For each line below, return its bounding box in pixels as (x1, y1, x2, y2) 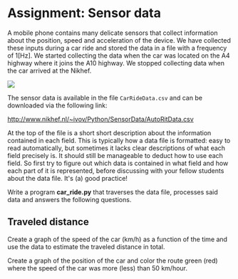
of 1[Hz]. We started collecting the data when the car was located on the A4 (7, 51, 230, 60)
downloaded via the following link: (7, 101, 108, 110)
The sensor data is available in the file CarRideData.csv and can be (7, 93, 203, 102)
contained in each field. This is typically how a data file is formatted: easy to (7, 136, 231, 144)
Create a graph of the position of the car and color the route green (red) (7, 256, 219, 265)
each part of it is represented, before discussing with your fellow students (7, 166, 224, 175)
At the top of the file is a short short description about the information (7, 128, 212, 137)
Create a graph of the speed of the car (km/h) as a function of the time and (7, 235, 228, 243)
